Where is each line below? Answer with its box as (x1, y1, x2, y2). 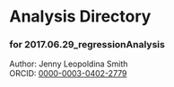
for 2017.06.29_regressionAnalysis (9, 39, 166, 51)
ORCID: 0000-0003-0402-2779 (9, 68, 127, 79)
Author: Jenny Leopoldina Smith (9, 58, 128, 69)
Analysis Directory (9, 6, 152, 27)
